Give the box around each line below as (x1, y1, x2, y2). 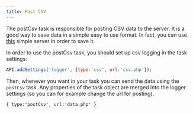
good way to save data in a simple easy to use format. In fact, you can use (6, 31, 188, 38)
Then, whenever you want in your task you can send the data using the (6, 78, 179, 85)
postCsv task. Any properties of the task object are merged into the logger (6, 83, 186, 91)
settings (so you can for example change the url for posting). (6, 90, 155, 97)
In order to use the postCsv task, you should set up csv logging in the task (6, 49, 188, 56)
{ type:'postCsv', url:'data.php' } (6, 101, 96, 107)
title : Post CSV (6, 8, 46, 15)
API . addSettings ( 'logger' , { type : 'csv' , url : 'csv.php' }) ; (6, 66, 152, 73)
